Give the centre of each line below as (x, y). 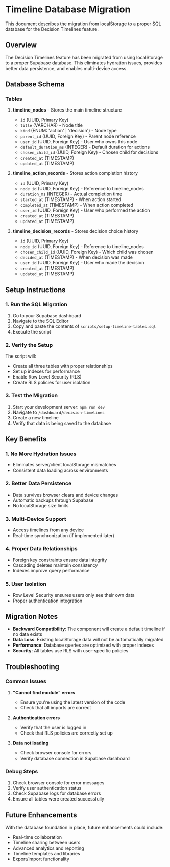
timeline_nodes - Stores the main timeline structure (67, 110)
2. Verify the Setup (29, 345)
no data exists (27, 634)
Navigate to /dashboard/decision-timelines (58, 412)
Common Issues (26, 681)
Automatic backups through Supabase (53, 500)
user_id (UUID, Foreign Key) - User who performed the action (85, 210)
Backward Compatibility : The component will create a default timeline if (89, 629)
